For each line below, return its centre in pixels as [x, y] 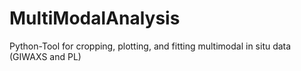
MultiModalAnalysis [95, 18]
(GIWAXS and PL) [45, 56]
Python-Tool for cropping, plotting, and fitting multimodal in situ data [150, 46]
